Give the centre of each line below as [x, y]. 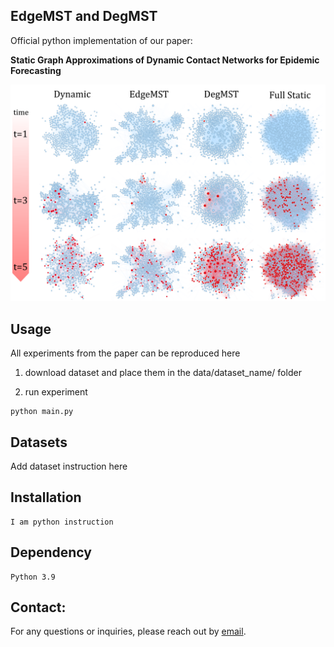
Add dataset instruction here [69, 466]
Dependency [51, 552]
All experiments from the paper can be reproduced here [125, 353]
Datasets [39, 442]
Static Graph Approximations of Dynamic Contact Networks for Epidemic [165, 60]
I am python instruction [62, 522]
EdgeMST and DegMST [84, 16]
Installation [46, 497]
